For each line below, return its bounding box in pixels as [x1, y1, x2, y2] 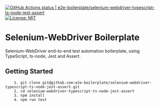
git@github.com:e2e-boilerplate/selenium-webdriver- [42, 80, 152, 85]
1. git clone [14, 80, 41, 85]
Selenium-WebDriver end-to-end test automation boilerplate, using [5, 48, 140, 53]
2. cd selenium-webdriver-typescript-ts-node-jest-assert [14, 89, 135, 93]
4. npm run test [14, 97, 47, 102]
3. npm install [14, 93, 45, 98]
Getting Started [5, 67, 53, 75]
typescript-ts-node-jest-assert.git [5, 84, 80, 89]
